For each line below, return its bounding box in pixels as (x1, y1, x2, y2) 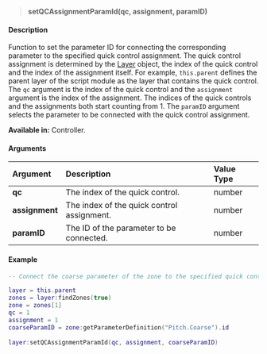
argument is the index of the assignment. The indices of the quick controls (8, 93, 252, 102)
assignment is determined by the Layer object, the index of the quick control (8, 60, 258, 69)
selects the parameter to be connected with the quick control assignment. (8, 110, 250, 120)
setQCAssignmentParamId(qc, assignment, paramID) (27, 7, 208, 16)
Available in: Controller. (8, 125, 86, 135)
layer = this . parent (8, 287, 77, 294)
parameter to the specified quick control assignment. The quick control (8, 51, 241, 60)
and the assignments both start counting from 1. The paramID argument (8, 102, 240, 111)
